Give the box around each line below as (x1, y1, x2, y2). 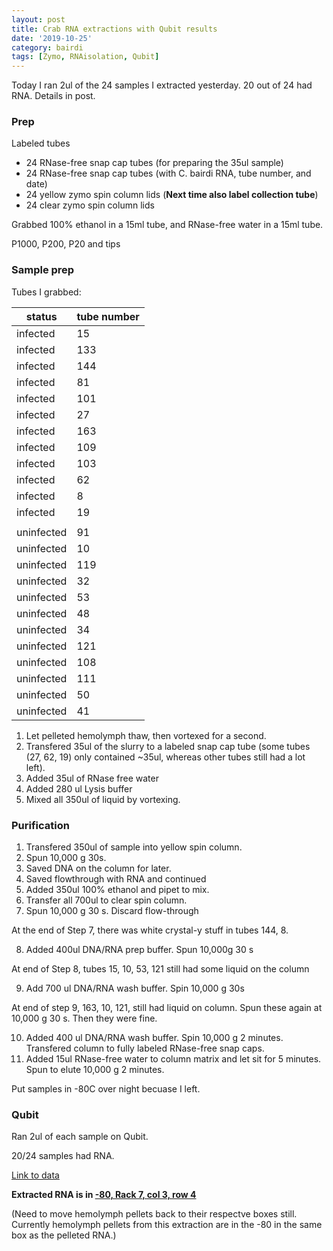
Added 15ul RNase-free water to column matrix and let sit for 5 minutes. (25, 1053, 322, 1065)
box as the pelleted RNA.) (11, 1229, 117, 1241)
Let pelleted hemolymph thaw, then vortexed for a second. (25, 729, 267, 741)
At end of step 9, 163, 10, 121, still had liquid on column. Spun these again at (11, 1002, 323, 1014)
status (25, 309, 58, 323)
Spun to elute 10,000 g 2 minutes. (25, 1064, 165, 1076)
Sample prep (11, 263, 75, 277)
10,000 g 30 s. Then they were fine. (11, 1012, 158, 1025)
